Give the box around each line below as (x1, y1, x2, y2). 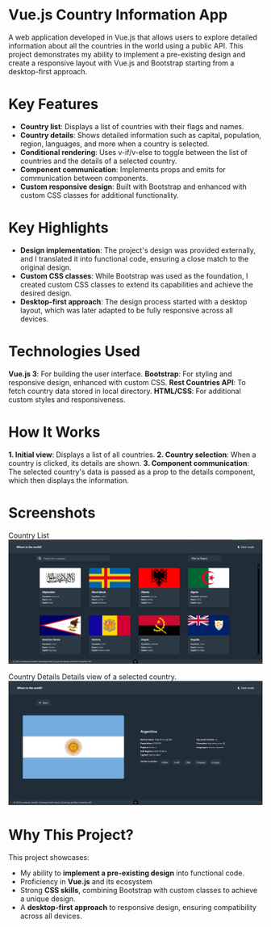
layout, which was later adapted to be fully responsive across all (19, 305, 234, 315)
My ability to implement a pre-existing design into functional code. (19, 868, 244, 878)
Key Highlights (8, 219, 109, 237)
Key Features (8, 95, 99, 114)
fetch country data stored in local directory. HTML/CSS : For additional (8, 386, 242, 396)
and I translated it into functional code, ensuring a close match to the (19, 254, 249, 263)
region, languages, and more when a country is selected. (19, 139, 210, 149)
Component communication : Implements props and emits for (19, 164, 226, 174)
